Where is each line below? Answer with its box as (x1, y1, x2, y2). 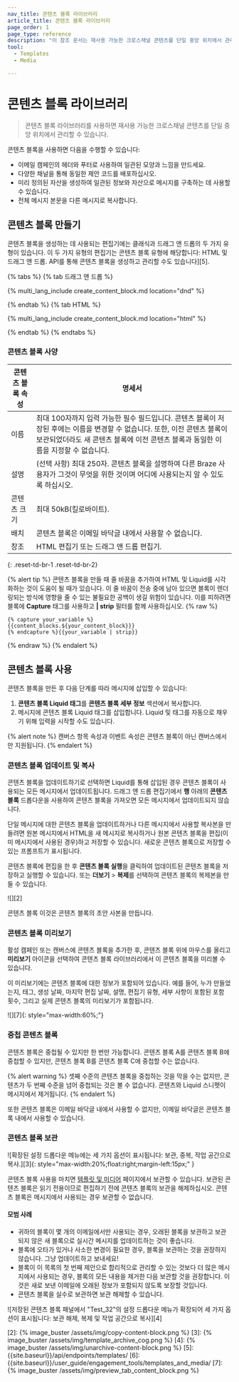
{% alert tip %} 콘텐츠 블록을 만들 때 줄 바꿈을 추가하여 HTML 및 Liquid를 (7, 575, 213, 584)
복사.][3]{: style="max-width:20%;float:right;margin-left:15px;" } (7, 1159, 195, 1168)
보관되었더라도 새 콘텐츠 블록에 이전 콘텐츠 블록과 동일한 (36, 435, 213, 444)
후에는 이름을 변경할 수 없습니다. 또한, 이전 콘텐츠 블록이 (51, 424, 228, 434)
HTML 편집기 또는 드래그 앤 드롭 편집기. (36, 542, 162, 552)
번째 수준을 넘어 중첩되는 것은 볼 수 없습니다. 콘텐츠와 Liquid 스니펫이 (33, 1080, 226, 1089)
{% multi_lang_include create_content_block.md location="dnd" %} (7, 286, 205, 295)
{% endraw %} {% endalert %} (7, 641, 98, 649)
